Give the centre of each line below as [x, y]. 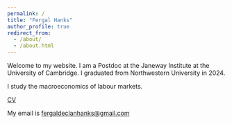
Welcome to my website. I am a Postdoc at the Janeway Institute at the [108, 65]
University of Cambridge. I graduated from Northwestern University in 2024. [116, 73]
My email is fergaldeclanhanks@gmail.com [68, 113]
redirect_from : [29, 33]
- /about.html [34, 46]
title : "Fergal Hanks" [40, 20]
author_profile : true [39, 26]
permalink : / [26, 14]
